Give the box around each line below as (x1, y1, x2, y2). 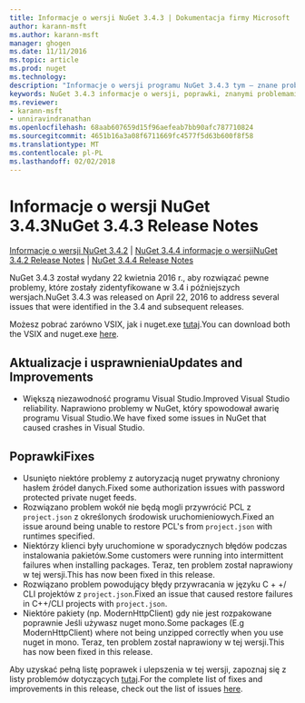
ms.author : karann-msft (9, 30, 100, 39)
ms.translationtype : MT (9, 140, 100, 149)
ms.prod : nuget (9, 64, 67, 74)
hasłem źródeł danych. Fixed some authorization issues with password (22, 482, 286, 493)
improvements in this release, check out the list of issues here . (9, 683, 243, 695)
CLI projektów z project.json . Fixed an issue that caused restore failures (22, 589, 293, 599)
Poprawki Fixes (9, 449, 95, 464)
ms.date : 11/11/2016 (9, 47, 88, 56)
